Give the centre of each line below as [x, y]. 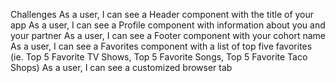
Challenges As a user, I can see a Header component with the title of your [162, 14]
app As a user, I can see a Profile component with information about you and [168, 25]
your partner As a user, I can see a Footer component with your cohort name [168, 35]
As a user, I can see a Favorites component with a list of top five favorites [161, 46]
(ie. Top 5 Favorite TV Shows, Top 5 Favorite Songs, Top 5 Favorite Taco [159, 57]
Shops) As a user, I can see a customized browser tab [121, 67]
